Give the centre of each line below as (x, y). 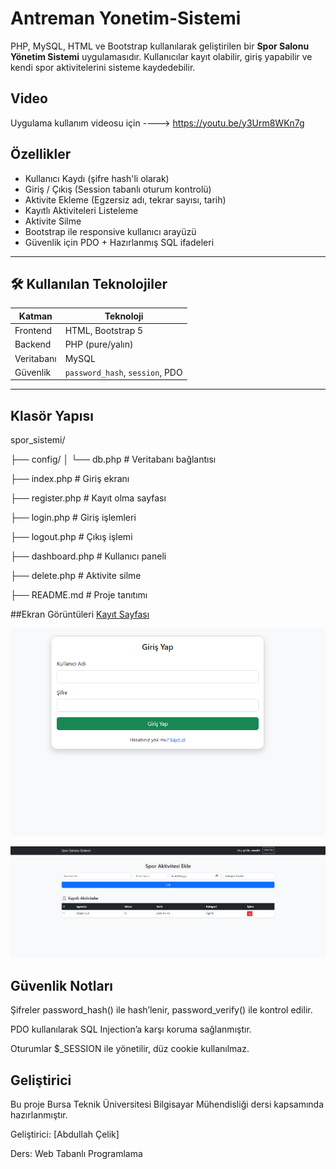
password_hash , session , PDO (123, 372)
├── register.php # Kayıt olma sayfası (88, 498)
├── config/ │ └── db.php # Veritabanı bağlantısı (113, 459)
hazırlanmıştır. (39, 1114)
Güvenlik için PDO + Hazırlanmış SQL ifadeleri (119, 242)
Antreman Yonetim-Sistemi (126, 18)
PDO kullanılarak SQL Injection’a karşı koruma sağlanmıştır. (131, 1029)
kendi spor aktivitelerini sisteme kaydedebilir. (103, 67)
